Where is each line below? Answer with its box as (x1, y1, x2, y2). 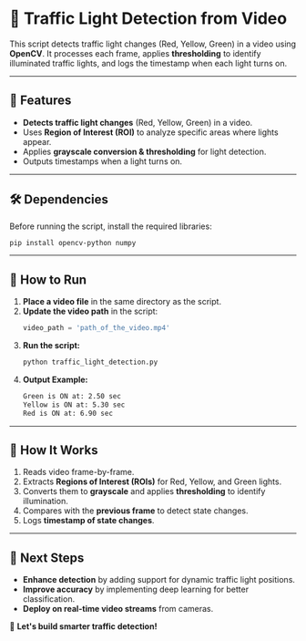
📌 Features (9, 93, 72, 109)
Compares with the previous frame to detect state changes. (22, 505, 249, 516)
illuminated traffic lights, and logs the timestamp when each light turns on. (9, 57, 288, 68)
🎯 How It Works (9, 442, 98, 459)
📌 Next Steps (9, 550, 85, 565)
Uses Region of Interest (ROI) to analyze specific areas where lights (22, 127, 280, 138)
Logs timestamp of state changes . (22, 515, 155, 526)
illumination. (22, 496, 68, 507)
